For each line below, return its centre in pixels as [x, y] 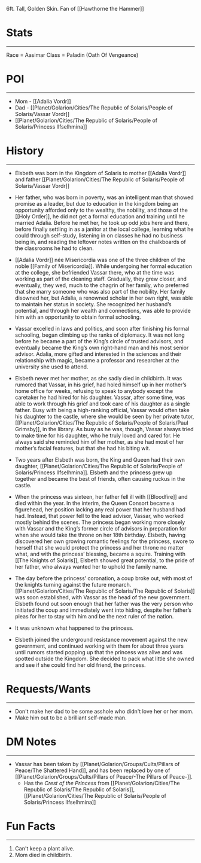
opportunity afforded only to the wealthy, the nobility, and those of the [101, 210]
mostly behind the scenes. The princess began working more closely [100, 522]
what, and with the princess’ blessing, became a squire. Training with [100, 554]
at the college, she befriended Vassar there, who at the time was [95, 272]
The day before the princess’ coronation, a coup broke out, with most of [103, 578]
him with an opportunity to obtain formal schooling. [78, 317]
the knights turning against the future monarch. [73, 584]
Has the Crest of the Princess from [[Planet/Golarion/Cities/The [102, 783]
